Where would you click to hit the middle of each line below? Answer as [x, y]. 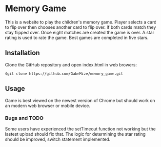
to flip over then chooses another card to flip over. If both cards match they [80, 27]
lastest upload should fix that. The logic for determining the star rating [75, 134]
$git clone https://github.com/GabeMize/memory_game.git [64, 74]
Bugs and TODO [24, 118]
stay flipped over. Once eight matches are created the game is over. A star [80, 32]
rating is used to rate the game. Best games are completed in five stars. [77, 38]
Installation [22, 53]
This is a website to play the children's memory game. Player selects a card [81, 22]
